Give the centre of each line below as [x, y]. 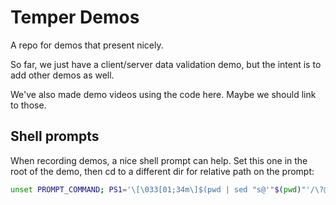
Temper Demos [75, 17]
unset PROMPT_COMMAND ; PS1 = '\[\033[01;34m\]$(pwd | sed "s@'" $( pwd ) [156, 189]
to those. [28, 105]
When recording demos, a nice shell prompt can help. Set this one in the [159, 160]
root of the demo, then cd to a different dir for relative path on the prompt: [162, 171]
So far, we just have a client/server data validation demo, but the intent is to [166, 64]
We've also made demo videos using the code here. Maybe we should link [163, 94]
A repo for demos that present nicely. [87, 45]
